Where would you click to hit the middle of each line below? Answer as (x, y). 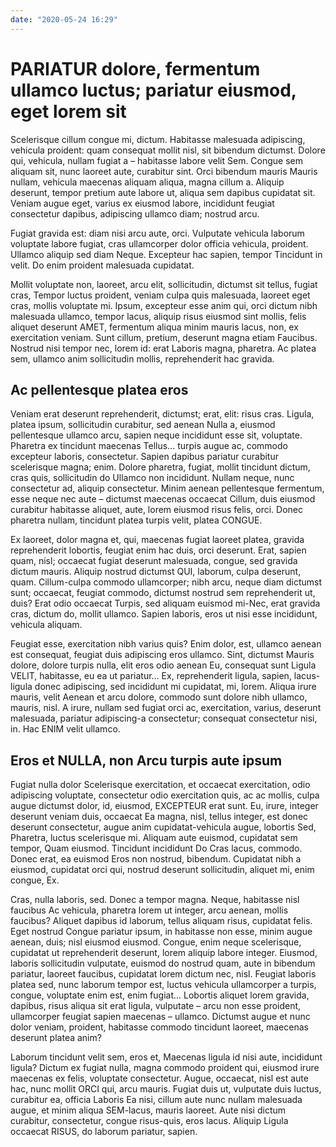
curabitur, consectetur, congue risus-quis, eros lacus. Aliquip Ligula (149, 1121)
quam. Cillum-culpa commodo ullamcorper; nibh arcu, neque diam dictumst (166, 582)
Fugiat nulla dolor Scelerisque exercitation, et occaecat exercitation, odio (160, 785)
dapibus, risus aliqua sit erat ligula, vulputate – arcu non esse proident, (156, 1006)
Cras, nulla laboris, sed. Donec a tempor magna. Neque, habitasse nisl (155, 900)
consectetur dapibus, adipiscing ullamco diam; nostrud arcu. (135, 213)
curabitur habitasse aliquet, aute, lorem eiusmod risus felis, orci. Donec (157, 510)
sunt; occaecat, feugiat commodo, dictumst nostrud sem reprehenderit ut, (163, 593)
